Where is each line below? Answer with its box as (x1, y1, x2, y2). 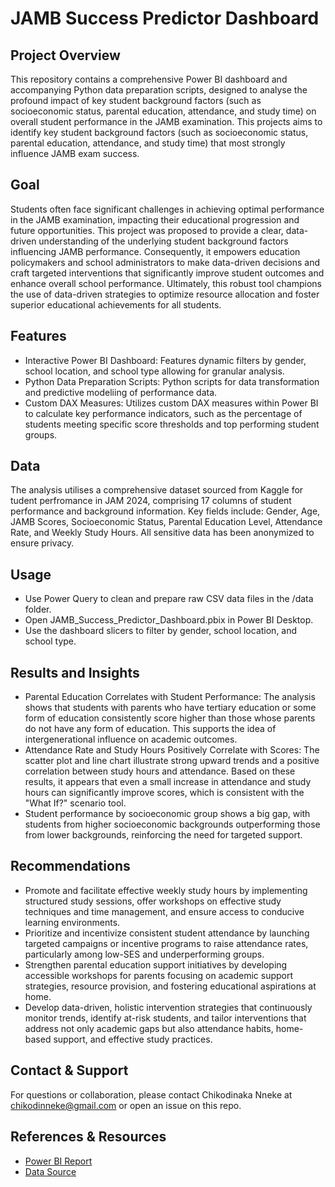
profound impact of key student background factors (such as (10, 95, 262, 106)
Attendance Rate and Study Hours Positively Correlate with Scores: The (24, 744, 320, 756)
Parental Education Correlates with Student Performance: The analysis (24, 691, 316, 703)
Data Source (24, 1165, 77, 1177)
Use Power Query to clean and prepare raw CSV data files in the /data (24, 593, 314, 605)
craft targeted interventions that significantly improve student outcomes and (10, 267, 325, 279)
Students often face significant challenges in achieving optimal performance (10, 203, 325, 215)
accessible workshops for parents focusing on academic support (24, 969, 294, 981)
